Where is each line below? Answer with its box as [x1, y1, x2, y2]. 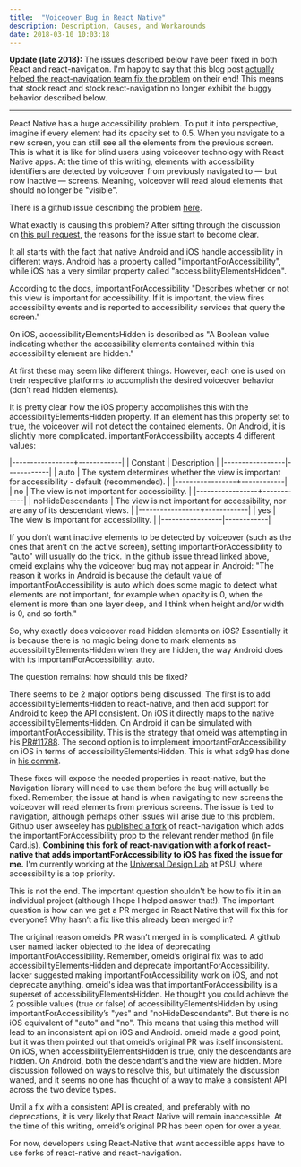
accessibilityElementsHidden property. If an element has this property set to [9, 412, 290, 422]
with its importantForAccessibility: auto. [9, 654, 155, 665]
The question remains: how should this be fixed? [9, 672, 188, 683]
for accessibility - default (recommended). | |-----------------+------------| [9, 476, 288, 487]
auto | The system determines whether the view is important [58, 467, 281, 478]
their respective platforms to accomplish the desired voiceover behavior [9, 375, 275, 386]
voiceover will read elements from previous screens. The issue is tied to [9, 802, 275, 813]
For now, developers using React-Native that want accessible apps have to [9, 1138, 285, 1149]
